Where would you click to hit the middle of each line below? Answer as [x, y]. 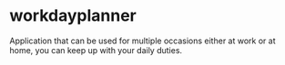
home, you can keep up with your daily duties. [96, 50]
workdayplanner [73, 16]
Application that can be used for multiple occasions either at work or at [142, 41]
